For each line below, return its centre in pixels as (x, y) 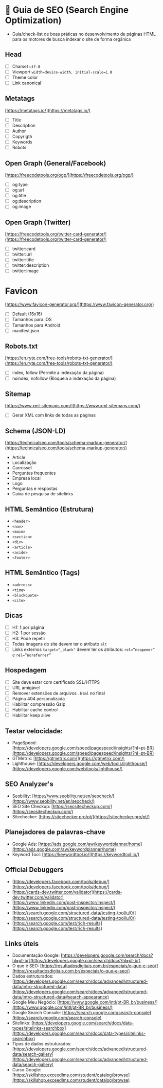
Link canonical (27, 83)
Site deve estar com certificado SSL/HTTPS (56, 682)
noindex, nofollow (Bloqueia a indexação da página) (64, 378)
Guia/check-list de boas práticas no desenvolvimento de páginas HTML (84, 34)
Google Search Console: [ (38, 1013)
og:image (22, 207)
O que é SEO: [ (27, 966)
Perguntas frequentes (34, 473)
